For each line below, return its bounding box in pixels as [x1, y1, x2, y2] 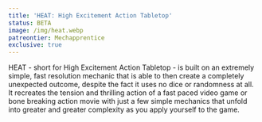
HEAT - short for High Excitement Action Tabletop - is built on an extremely [8, 63, 255, 72]
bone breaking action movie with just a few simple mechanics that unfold [8, 97, 248, 106]
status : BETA [8, 19, 52, 27]
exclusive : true [8, 41, 62, 49]
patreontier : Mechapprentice [8, 33, 105, 42]
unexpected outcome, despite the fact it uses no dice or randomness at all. [8, 80, 254, 90]
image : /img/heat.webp [8, 26, 84, 34]
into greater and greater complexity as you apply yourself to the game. [8, 105, 240, 115]
